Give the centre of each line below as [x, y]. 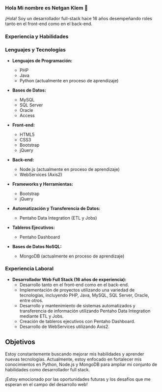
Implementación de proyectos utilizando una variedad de [77, 290]
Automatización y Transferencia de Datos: [56, 208]
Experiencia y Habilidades [37, 36]
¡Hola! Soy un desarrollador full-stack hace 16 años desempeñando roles [79, 19]
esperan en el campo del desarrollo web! [46, 384]
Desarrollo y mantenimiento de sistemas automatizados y [78, 305]
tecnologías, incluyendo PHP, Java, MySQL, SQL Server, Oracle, [84, 295]
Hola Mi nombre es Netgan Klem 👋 [47, 8]
